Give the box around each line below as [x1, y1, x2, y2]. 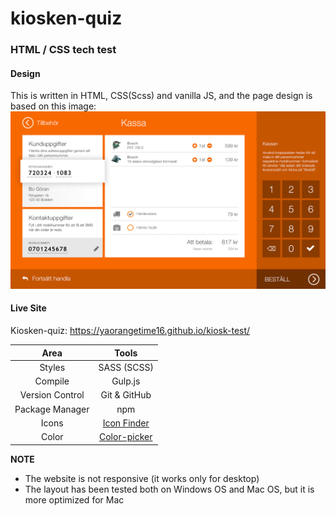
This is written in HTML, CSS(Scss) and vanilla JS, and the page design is [10, 90, 313, 102]
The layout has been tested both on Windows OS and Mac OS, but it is [24, 483, 315, 495]
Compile [34, 375, 70, 387]
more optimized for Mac [24, 493, 125, 506]
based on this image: [10, 100, 97, 112]
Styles [39, 361, 66, 373]
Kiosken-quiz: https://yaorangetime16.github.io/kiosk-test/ [10, 325, 251, 337]
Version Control [19, 389, 85, 401]
